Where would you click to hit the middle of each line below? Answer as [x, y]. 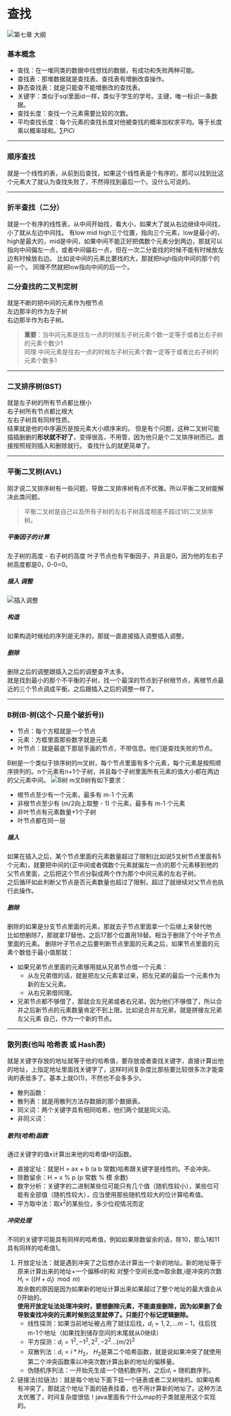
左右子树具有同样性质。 [40, 420]
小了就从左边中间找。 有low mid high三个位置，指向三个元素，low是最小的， [115, 232]
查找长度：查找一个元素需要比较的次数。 [74, 114]
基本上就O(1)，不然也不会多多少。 [97, 1078]
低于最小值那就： [49, 952]
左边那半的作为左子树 [37, 311]
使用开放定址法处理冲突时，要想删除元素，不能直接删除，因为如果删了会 [119, 1306]
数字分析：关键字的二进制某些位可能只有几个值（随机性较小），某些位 [115, 1186]
